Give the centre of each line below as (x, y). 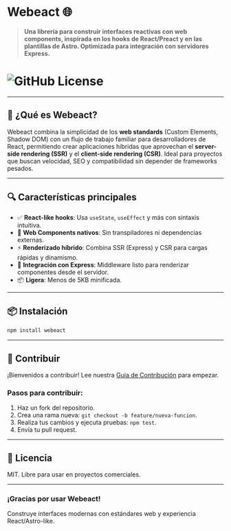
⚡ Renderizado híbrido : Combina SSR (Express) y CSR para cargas (112, 247)
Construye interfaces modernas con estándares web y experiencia (101, 514)
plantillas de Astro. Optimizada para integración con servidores (116, 46)
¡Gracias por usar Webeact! (54, 499)
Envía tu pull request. (47, 430)
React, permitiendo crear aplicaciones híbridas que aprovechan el (100, 146)
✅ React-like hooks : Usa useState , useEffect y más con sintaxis (108, 217)
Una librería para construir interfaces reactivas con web (106, 31)
